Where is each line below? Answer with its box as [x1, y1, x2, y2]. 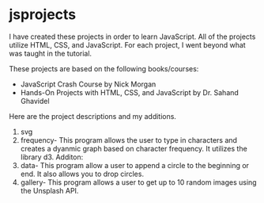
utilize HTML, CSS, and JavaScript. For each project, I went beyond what [9, 40, 246, 49]
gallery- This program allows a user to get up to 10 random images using [20, 177, 257, 187]
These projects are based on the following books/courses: [9, 63, 199, 73]
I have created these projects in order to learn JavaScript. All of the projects [9, 32, 256, 41]
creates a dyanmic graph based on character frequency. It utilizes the [20, 144, 247, 153]
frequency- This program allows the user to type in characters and [20, 135, 238, 144]
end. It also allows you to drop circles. [20, 169, 145, 178]
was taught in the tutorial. [9, 48, 92, 58]
